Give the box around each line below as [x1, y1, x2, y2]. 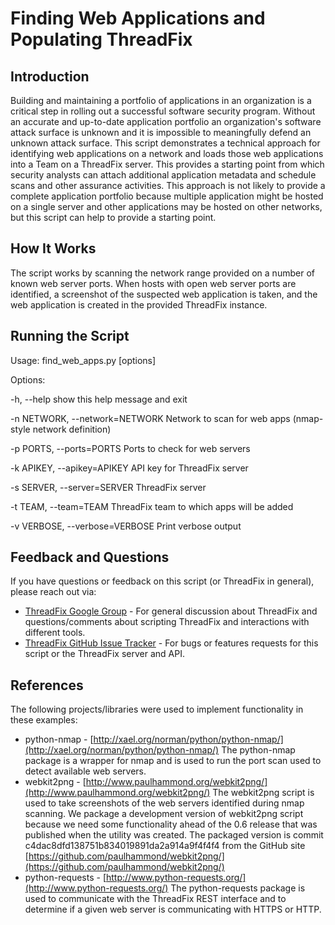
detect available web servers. [24, 765, 147, 777]
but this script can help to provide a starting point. [10, 212, 217, 223]
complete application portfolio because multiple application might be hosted [10, 190, 324, 202]
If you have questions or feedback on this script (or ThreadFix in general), [10, 575, 315, 587]
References [10, 677, 84, 694]
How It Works [10, 240, 97, 257]
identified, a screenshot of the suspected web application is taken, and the [10, 288, 318, 300]
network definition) [32, 423, 112, 435]
